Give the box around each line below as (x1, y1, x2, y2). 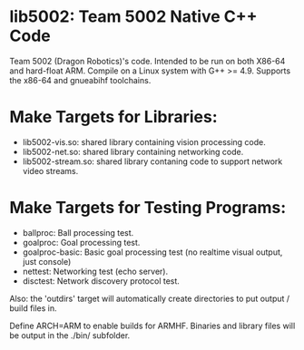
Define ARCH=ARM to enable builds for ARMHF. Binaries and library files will (9, 320, 296, 331)
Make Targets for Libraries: (9, 107, 218, 128)
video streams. (22, 165, 79, 176)
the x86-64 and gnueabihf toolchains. (9, 74, 152, 85)
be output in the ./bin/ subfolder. (9, 329, 131, 341)
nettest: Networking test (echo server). (22, 266, 169, 277)
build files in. (9, 302, 57, 314)
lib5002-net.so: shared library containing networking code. (22, 146, 244, 157)
